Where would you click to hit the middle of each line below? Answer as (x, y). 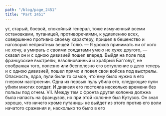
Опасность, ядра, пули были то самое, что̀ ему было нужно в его (75, 76)
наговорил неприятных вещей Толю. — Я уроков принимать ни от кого (81, 44)
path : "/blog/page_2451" (31, 10)
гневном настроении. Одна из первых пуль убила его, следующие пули (82, 81)
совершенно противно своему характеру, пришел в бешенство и (75, 39)
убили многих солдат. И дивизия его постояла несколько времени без (81, 87)
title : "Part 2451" (25, 14)
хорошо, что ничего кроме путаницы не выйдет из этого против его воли (83, 103)
